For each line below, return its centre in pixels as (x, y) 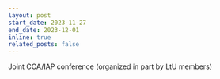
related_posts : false (44, 45)
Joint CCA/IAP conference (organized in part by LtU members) (110, 66)
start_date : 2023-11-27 (47, 23)
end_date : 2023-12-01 (44, 30)
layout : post (30, 15)
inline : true (30, 37)
